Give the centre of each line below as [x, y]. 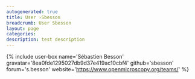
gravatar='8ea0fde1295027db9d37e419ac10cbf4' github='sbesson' [90, 63]
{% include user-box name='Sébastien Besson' [65, 57]
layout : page [23, 28]
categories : [21, 34]
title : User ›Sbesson [34, 17]
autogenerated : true [32, 12]
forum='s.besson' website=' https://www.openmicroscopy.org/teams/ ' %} [97, 69]
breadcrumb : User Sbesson [39, 23]
